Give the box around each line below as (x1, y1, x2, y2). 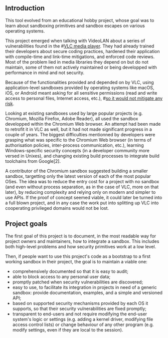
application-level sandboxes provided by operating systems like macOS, (5, 85, 154, 91)
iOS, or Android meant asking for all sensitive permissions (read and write (5, 90, 157, 96)
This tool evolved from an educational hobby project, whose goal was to (5, 17, 154, 23)
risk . (5, 100, 14, 107)
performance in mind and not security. (5, 70, 84, 76)
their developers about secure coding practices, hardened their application (5, 48, 160, 54)
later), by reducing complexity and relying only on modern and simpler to (5, 189, 156, 195)
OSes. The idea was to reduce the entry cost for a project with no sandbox (5, 178, 159, 184)
